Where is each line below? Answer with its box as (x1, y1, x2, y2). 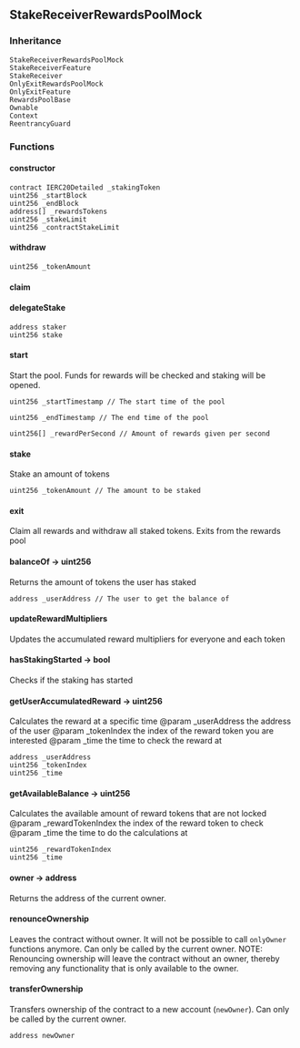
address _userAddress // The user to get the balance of (9, 594, 230, 603)
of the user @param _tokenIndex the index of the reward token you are (9, 725, 275, 736)
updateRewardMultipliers (9, 613, 108, 624)
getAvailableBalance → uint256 (9, 787, 131, 798)
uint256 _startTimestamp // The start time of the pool (9, 397, 225, 406)
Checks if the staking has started (9, 674, 134, 686)
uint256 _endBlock (9, 199, 79, 208)
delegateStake (9, 303, 66, 313)
